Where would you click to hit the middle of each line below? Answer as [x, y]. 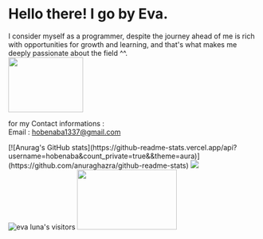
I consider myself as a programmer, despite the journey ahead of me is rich [131, 36]
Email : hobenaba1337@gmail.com [65, 132]
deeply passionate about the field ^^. [68, 53]
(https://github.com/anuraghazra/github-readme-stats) [98, 165]
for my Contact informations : [57, 123]
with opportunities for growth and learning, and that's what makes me [123, 44]
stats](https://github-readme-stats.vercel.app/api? [154, 147]
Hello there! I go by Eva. [88, 14]
